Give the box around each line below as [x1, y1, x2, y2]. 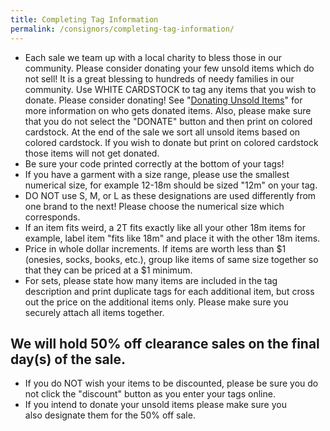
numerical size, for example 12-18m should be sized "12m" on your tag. [24, 179, 318, 191]
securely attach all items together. [24, 306, 165, 318]
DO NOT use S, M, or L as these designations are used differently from [24, 189, 317, 201]
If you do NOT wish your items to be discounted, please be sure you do [24, 377, 319, 390]
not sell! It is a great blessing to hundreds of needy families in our [24, 72, 295, 85]
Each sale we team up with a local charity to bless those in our [24, 51, 282, 63]
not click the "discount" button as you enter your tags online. [24, 388, 276, 400]
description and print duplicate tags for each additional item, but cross [24, 285, 315, 297]
